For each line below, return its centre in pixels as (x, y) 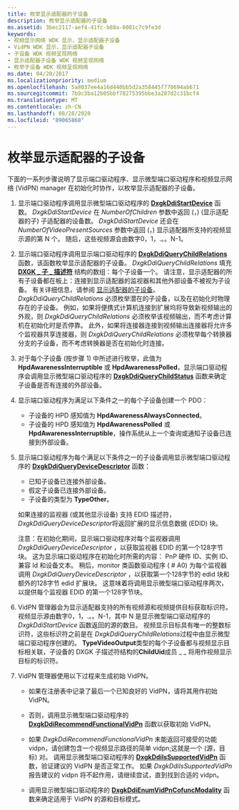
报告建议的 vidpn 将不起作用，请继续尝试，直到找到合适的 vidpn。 (126, 774)
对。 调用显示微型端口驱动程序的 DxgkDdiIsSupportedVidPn (128, 756)
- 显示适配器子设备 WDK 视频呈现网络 (56, 61)
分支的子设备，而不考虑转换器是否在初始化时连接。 (93, 343)
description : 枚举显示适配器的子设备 (57, 21)
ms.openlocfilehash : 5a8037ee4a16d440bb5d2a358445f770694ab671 (103, 87)
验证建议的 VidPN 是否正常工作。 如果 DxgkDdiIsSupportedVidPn (137, 766)
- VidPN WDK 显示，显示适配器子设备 (56, 47)
